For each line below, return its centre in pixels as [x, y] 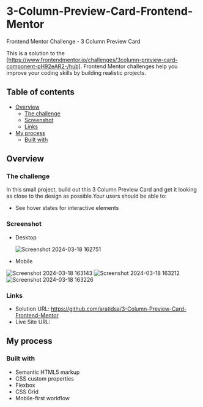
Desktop [26, 237]
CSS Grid [27, 392]
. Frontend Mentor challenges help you [129, 66]
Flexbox [25, 385]
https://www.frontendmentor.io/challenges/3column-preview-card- [93, 60]
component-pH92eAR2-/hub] [43, 66]
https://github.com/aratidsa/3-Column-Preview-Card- [119, 309]
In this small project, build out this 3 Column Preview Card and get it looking [102, 190]
